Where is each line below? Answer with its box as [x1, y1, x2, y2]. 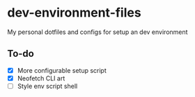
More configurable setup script [17, 66, 107, 74]
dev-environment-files [7, 5, 141, 21]
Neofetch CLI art [17, 74, 65, 82]
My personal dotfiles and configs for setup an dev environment [7, 28, 188, 36]
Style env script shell [17, 82, 78, 90]
